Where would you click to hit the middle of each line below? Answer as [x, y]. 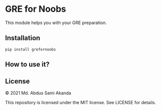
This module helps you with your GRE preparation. [56, 23]
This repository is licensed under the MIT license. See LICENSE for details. [80, 102]
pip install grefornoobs [31, 49]
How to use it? [27, 65]
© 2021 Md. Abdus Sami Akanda [38, 93]
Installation [23, 38]
